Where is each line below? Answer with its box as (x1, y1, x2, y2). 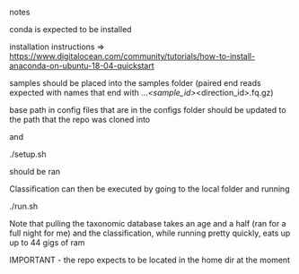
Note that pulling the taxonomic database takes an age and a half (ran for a (9, 218, 286, 228)
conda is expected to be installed (9, 24, 132, 34)
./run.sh (9, 201, 39, 211)
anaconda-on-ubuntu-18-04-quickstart (9, 61, 154, 71)
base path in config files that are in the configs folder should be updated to (9, 105, 286, 115)
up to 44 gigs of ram (9, 237, 85, 248)
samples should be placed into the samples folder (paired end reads (9, 78, 262, 88)
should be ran (9, 167, 61, 176)
